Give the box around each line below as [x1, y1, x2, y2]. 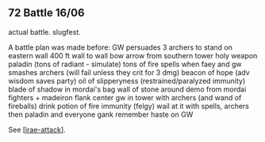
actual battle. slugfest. [8, 27, 81, 36]
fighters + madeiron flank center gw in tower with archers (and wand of [8, 92, 242, 102]
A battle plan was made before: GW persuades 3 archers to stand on [8, 43, 232, 52]
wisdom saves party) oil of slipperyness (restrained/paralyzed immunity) [8, 76, 246, 85]
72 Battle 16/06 [8, 6, 85, 20]
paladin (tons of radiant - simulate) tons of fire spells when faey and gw [8, 59, 242, 69]
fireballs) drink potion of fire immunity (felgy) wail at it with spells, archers [8, 101, 250, 110]
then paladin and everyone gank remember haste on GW [8, 110, 194, 119]
